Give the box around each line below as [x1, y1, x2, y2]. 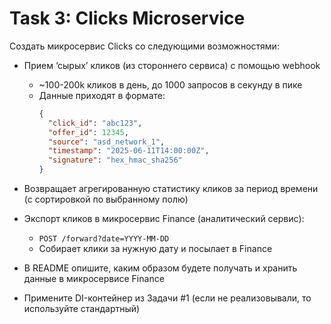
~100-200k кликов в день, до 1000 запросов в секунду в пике [38, 78, 303, 91]
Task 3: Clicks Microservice [9, 7, 246, 30]
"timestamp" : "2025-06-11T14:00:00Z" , [47, 146, 210, 156]
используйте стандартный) [23, 303, 141, 315]
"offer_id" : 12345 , [47, 127, 129, 137]
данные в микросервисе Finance [23, 273, 165, 285]
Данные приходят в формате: [38, 89, 166, 101]
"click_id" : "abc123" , [47, 118, 143, 128]
